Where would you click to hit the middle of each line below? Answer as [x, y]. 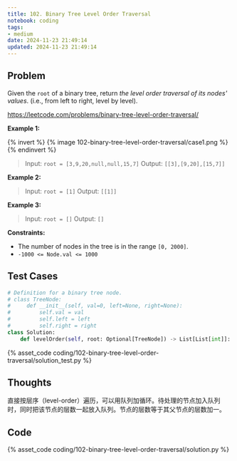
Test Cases [33, 276]
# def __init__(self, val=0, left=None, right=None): [95, 306]
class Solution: [31, 332]
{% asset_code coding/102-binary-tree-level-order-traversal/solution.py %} [118, 450]
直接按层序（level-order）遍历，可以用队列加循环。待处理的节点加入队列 [114, 400]
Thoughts [30, 383]
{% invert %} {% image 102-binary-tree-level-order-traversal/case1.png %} [118, 142]
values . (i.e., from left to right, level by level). [73, 100]
